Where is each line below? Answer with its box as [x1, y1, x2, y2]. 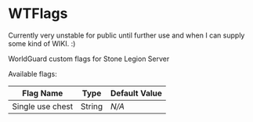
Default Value [110, 88, 163, 99]
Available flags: [8, 69, 57, 78]
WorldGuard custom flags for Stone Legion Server [8, 54, 170, 63]
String [81, 101, 103, 112]
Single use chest [12, 101, 74, 112]
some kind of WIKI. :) [8, 38, 76, 48]
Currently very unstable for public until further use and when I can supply [8, 30, 245, 40]
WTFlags [8, 5, 68, 23]
